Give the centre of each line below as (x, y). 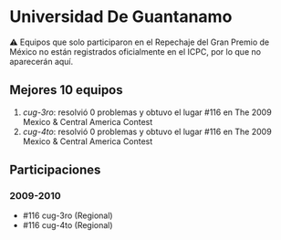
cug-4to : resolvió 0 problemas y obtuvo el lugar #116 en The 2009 (147, 131)
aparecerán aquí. (42, 61)
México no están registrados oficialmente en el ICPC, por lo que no (135, 51)
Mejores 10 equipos (66, 90)
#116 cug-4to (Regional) (68, 225)
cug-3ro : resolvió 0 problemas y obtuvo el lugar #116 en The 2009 (147, 112)
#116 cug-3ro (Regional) (68, 215)
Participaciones (55, 170)
